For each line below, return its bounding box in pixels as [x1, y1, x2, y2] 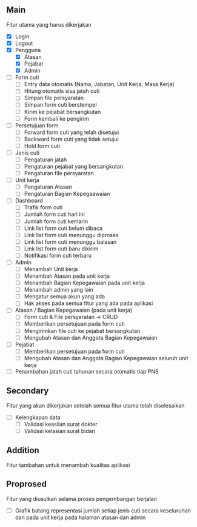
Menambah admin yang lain [24, 286, 94, 294]
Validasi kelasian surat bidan [24, 427, 95, 434]
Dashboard [15, 197, 43, 204]
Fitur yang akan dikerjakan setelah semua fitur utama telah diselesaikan [6, 401, 185, 409]
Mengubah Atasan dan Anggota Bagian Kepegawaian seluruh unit [24, 354, 189, 361]
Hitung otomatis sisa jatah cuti [24, 87, 100, 95]
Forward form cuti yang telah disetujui [24, 129, 119, 136]
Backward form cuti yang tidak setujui [24, 135, 119, 143]
